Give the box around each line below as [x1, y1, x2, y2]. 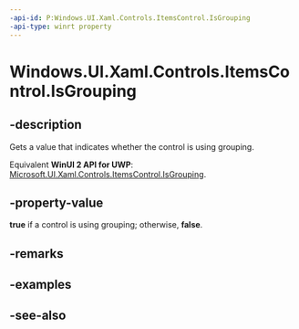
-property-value [9, 195, 104, 210]
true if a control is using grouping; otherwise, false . [9, 219, 203, 230]
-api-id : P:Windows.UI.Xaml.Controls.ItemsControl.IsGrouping [9, 13, 251, 23]
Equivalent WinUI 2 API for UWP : [9, 159, 134, 170]
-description [9, 117, 82, 133]
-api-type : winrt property [9, 22, 112, 31]
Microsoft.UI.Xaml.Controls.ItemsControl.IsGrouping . [9, 168, 207, 179]
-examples [9, 277, 72, 292]
